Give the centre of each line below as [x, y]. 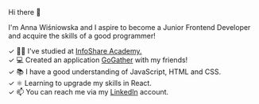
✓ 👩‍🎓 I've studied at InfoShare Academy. [75, 51]
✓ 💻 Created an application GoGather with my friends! [98, 60]
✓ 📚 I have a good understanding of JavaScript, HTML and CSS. [114, 72]
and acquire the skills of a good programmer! [82, 36]
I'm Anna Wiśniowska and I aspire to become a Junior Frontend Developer [129, 27]
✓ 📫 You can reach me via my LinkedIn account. [89, 92]
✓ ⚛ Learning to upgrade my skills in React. [80, 83]
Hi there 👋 [25, 12]
